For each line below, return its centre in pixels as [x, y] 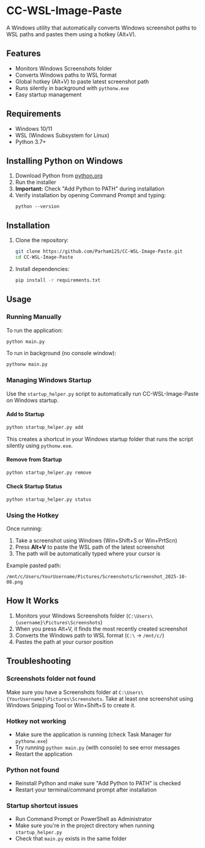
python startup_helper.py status [49, 499]
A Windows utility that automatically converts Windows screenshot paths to [102, 28]
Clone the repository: [42, 240]
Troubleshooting [39, 661]
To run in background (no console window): [61, 353]
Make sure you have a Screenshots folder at [62, 692]
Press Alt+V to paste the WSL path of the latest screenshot [90, 547]
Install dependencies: [42, 269]
